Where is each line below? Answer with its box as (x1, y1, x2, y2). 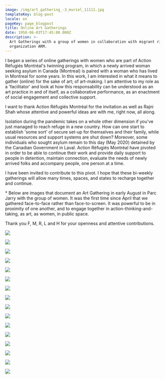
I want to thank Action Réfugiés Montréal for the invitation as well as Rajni (5, 103, 154, 109)
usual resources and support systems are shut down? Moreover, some (5, 134, 148, 140)
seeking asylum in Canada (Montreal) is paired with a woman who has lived (5, 68, 158, 74)
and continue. (5, 180, 33, 186)
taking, (5, 210, 19, 217)
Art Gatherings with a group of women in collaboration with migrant (9, 39, 155, 44)
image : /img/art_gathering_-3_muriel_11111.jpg (5, 7, 105, 12)
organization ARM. (9, 44, 48, 49)
